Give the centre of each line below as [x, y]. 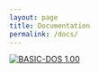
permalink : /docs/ [44, 34]
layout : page [34, 17]
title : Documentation [50, 26]
